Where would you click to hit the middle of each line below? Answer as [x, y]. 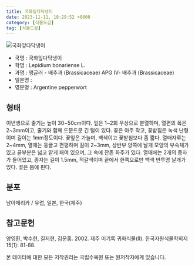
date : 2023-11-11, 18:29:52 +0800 [48, 17]
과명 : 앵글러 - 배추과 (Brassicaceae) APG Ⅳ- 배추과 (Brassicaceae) [94, 73]
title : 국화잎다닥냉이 [29, 11]
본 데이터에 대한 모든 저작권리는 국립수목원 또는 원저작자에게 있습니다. [86, 257]
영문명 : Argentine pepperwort [51, 87]
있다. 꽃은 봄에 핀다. [29, 167]
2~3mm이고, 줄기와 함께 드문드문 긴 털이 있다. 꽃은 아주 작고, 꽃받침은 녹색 [92, 131]
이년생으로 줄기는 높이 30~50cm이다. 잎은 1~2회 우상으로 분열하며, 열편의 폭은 [96, 123]
